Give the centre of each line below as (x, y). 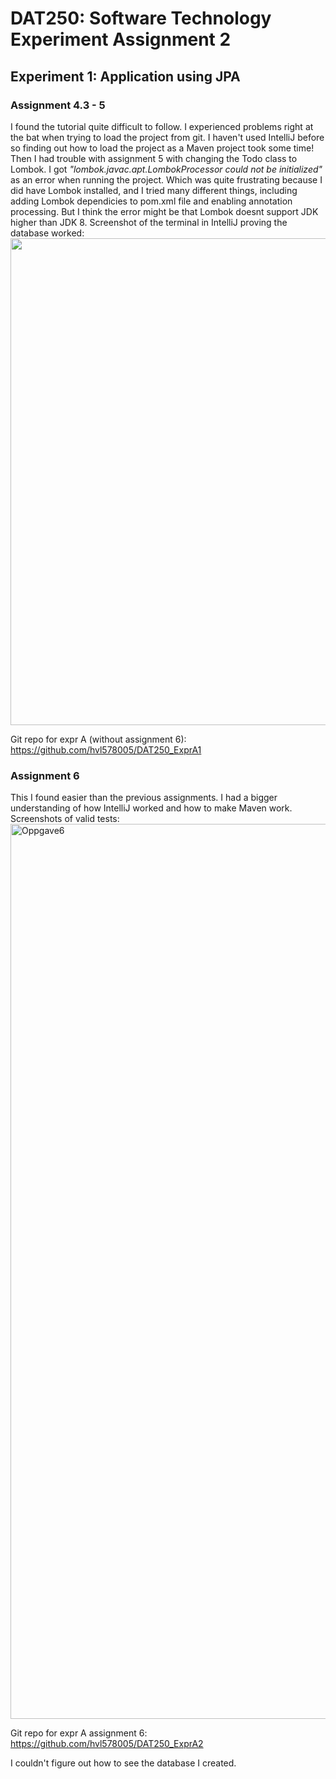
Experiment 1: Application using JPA (125, 76)
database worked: (47, 233)
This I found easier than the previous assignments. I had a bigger (144, 798)
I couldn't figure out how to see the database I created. (123, 1763)
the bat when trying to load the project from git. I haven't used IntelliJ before (167, 137)
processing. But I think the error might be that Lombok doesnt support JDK (164, 211)
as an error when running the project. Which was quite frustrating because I (166, 179)
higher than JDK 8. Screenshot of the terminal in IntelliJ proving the (149, 222)
